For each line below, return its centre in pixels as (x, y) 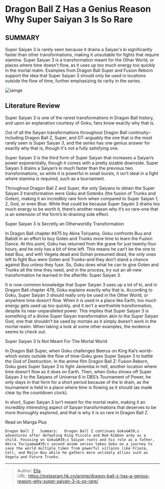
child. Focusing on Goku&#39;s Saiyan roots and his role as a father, (80, 440)
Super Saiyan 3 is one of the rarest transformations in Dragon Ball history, (80, 118)
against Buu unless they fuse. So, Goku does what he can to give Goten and (82, 265)
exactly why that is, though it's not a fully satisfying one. (62, 148)
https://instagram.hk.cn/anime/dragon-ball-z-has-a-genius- (89, 476)
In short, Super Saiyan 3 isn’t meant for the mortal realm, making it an (75, 402)
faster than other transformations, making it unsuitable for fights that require (82, 55)
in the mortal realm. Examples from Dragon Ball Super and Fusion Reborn (79, 70)
